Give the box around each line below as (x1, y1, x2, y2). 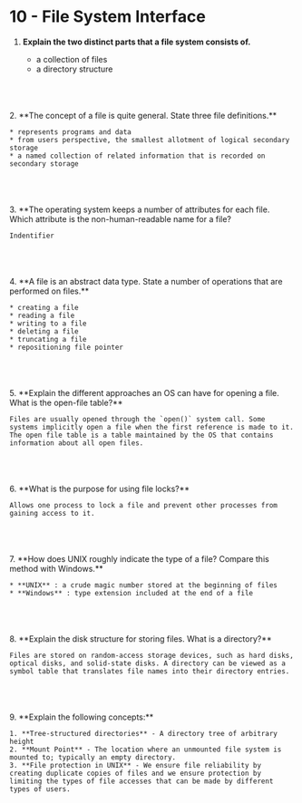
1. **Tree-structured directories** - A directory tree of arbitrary (9, 729, 278, 738)
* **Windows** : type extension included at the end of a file (9, 588, 254, 597)
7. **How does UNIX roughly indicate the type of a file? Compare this (9, 553, 269, 564)
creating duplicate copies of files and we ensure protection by (9, 769, 261, 778)
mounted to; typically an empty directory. (9, 752, 177, 762)
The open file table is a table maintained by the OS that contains (9, 431, 274, 440)
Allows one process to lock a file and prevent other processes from (9, 500, 278, 509)
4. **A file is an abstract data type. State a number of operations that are (9, 276, 283, 286)
